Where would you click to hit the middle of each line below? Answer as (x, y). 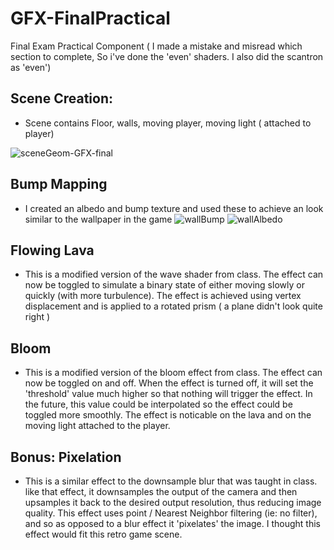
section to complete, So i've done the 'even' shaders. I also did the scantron (167, 56)
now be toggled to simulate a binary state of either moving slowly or (164, 285)
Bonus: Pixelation (66, 457)
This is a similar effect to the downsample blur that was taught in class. (171, 481)
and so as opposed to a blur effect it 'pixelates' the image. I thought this (172, 523)
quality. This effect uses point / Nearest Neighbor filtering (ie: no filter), (171, 513)
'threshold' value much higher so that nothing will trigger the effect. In (168, 394)
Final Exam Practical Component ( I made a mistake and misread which (156, 46)
